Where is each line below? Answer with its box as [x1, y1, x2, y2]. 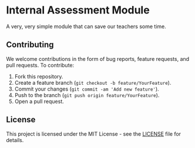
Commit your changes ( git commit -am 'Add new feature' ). [14, 85, 160, 92]
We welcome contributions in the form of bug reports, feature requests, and [6, 55, 190, 62]
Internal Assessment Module [6, 4, 150, 17]
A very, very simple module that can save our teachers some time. [6, 23, 166, 30]
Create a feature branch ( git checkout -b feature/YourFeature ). [14, 79, 172, 86]
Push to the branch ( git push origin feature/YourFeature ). [14, 91, 160, 98]
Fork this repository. [14, 73, 63, 80]
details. [6, 136, 24, 143]
